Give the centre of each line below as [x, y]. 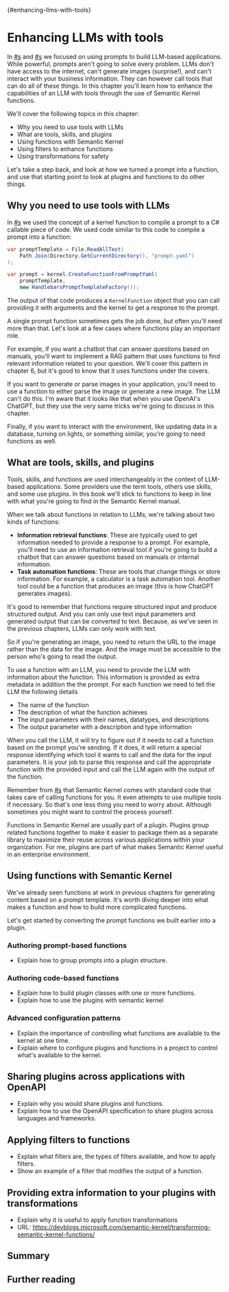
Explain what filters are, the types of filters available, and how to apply [116, 1157]
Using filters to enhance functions [65, 149]
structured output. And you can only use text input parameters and [101, 614]
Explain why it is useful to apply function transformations [97, 1220]
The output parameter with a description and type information [104, 726]
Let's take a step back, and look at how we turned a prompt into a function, [113, 169]
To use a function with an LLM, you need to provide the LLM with [99, 669]
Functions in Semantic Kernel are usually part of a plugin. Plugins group [108, 825]
